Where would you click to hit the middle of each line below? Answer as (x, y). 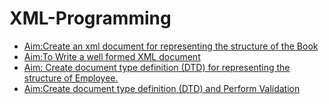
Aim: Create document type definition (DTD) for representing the (157, 67)
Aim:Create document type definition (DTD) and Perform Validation (162, 88)
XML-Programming (90, 18)
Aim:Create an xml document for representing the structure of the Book (171, 46)
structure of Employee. (71, 78)
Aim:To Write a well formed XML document (112, 56)
